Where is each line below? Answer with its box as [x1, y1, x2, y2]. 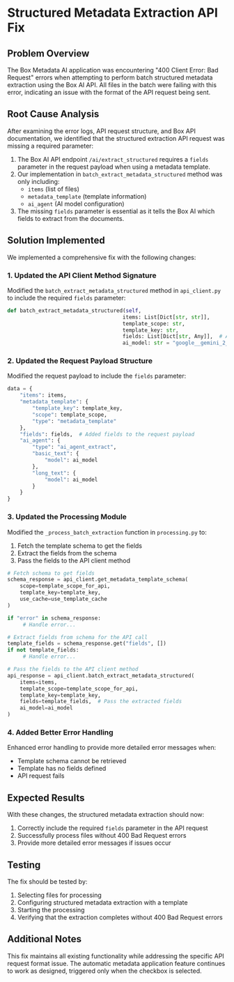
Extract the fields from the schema [17, 548, 117, 557]
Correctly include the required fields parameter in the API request [17, 824, 208, 832]
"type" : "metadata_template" [32, 417, 117, 424]
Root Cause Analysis [7, 108, 100, 120]
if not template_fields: [7, 647, 79, 654]
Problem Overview [7, 47, 90, 59]
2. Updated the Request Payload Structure [7, 356, 153, 366]
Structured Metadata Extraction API [7, 5, 218, 21]
